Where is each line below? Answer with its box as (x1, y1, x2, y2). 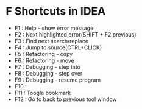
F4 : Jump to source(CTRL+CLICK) (14, 44, 102, 51)
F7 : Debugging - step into (14, 63, 80, 71)
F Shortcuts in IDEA (5, 4, 106, 18)
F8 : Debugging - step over (14, 69, 83, 77)
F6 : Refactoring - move (14, 57, 74, 64)
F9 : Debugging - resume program (14, 76, 101, 83)
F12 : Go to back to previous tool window (14, 96, 117, 103)
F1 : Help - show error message (14, 24, 94, 32)
